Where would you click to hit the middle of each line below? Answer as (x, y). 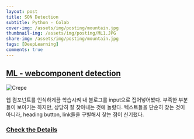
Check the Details (32, 130)
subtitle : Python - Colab (37, 22)
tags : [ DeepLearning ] (32, 45)
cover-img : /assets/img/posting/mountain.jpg (62, 28)
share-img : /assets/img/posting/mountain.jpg (62, 39)
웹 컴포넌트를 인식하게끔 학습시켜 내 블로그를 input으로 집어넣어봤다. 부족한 (91, 100)
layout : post (22, 11)
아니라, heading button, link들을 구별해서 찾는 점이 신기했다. (75, 114)
